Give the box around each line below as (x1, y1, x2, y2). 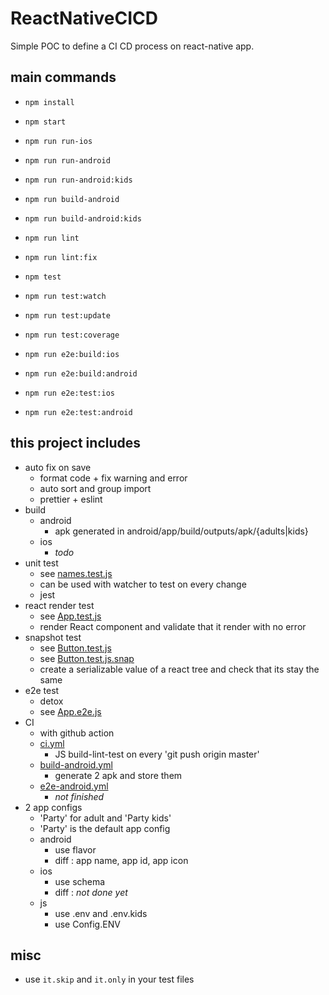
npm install (24, 97, 75, 107)
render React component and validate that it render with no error (39, 620, 307, 632)
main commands (10, 69, 117, 86)
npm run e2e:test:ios (24, 388, 115, 398)
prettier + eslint (39, 493, 103, 505)
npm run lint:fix (24, 252, 98, 262)
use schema (54, 875, 106, 887)
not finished (54, 790, 105, 802)
